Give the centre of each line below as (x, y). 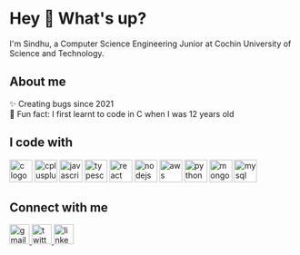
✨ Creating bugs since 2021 (62, 103)
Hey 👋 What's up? (78, 19)
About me (38, 82)
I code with (41, 143)
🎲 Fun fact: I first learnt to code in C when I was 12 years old (122, 113)
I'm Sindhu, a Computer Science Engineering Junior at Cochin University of (150, 44)
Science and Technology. (57, 53)
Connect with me (59, 207)
